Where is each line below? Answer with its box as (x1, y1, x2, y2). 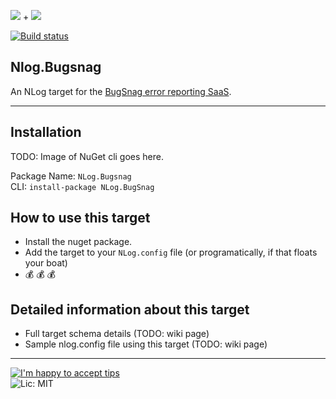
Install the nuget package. (24, 236, 133, 248)
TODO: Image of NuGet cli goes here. (10, 150, 164, 162)
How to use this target (10, 210, 151, 227)
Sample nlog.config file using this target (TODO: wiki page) (24, 338, 268, 350)
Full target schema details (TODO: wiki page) (24, 328, 210, 340)
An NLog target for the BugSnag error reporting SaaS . (10, 85, 232, 97)
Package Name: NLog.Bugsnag (10, 170, 132, 182)
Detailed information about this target (10, 301, 250, 318)
